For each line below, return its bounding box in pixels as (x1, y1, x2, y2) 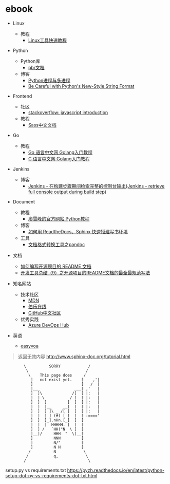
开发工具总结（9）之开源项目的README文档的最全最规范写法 (20, 269, 150, 275)
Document (12, 198, 35, 204)
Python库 (20, 58, 41, 64)
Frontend (12, 93, 32, 99)
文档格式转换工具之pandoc (28, 241, 85, 247)
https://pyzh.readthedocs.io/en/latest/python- (67, 467, 165, 473)
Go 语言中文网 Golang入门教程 (28, 149, 93, 155)
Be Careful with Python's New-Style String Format (28, 83, 135, 89)
